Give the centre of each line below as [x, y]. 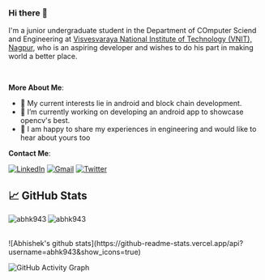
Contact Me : [30, 154]
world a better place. [43, 57]
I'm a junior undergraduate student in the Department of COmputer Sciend [132, 31]
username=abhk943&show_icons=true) [75, 252]
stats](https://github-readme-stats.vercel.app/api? [159, 244]
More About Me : [36, 87]
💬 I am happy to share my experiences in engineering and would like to [138, 129]
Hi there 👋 [28, 13]
